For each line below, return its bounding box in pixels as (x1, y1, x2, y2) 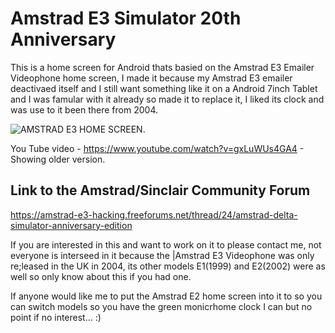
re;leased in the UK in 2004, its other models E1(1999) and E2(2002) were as (10, 260, 326, 272)
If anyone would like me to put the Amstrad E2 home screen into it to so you (10, 290, 323, 302)
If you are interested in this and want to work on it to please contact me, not (10, 238, 322, 251)
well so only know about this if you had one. (10, 270, 192, 282)
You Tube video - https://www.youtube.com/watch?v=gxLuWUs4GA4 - (10, 142, 305, 154)
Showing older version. (10, 153, 106, 165)
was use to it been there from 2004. (10, 103, 158, 116)
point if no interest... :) (10, 311, 102, 323)
